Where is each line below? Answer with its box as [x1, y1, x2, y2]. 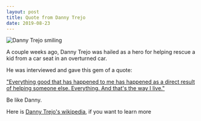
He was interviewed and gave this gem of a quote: [6, 67, 133, 74]
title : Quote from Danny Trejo [6, 15, 86, 21]
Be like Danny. [6, 96, 43, 103]
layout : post [6, 8, 40, 15]
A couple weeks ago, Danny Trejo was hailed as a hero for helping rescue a [6, 48, 196, 56]
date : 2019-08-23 [6, 20, 51, 26]
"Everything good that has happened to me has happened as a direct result [6, 78, 195, 85]
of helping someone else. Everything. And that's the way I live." [6, 85, 165, 92]
